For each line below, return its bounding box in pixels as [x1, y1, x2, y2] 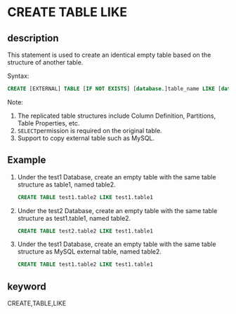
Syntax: [7, 71, 29, 80]
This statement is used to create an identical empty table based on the [7, 50, 211, 59]
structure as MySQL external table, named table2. [17, 247, 162, 256]
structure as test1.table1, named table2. [17, 214, 131, 222]
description [7, 32, 59, 44]
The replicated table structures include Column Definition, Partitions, [17, 111, 216, 120]
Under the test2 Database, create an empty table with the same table [17, 206, 218, 214]
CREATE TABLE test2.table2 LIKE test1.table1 [17, 227, 153, 235]
